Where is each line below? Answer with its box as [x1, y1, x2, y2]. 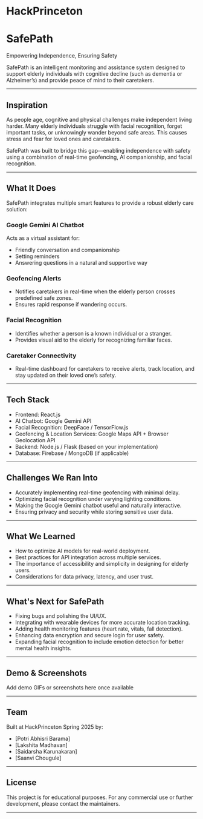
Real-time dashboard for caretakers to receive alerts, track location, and [14, 365, 195, 372]
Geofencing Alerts [6, 274, 62, 282]
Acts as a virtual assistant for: [6, 234, 80, 242]
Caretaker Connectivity [6, 351, 77, 360]
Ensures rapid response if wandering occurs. [14, 301, 127, 308]
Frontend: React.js [14, 411, 61, 418]
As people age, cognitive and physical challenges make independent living [6, 116, 192, 123]
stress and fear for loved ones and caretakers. [6, 135, 121, 142]
